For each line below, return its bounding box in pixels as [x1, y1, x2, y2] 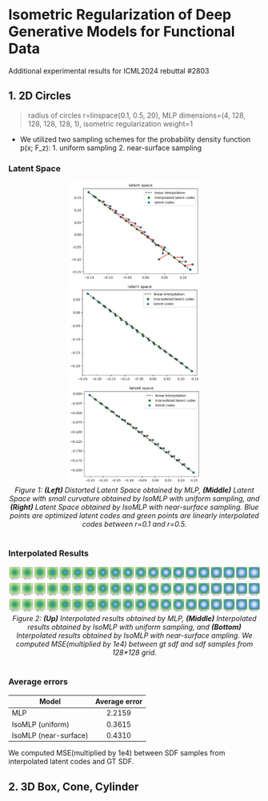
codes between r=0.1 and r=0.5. [82, 520, 187, 529]
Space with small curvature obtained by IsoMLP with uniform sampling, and [9, 494, 260, 504]
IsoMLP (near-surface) [11, 730, 89, 740]
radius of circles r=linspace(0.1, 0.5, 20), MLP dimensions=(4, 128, [27, 110, 246, 120]
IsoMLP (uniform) [11, 719, 70, 729]
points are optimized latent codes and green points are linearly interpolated [9, 511, 260, 520]
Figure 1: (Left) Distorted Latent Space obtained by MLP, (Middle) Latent [14, 485, 254, 495]
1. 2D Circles [8, 90, 72, 103]
